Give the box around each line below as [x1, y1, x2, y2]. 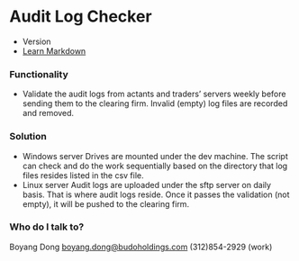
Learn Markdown [22, 45, 86, 56]
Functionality [9, 67, 69, 80]
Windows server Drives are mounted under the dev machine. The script [22, 150, 288, 161]
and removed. [22, 108, 75, 119]
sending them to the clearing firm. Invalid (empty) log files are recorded [22, 98, 288, 109]
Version [22, 36, 51, 47]
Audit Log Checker [9, 6, 152, 27]
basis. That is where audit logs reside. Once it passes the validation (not [22, 189, 290, 200]
